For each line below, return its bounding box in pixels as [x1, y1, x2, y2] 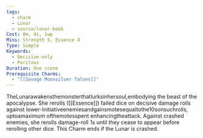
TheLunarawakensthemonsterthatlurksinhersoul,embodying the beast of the [6, 93, 198, 100]
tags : [6, 8, 20, 15]
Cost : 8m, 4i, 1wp [6, 31, 53, 38]
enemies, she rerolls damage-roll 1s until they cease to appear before [6, 119, 180, 126]
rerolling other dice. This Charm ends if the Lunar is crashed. [6, 125, 159, 133]
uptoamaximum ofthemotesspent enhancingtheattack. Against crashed [6, 113, 184, 120]
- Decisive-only [12, 54, 53, 60]
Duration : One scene [6, 65, 59, 71]
